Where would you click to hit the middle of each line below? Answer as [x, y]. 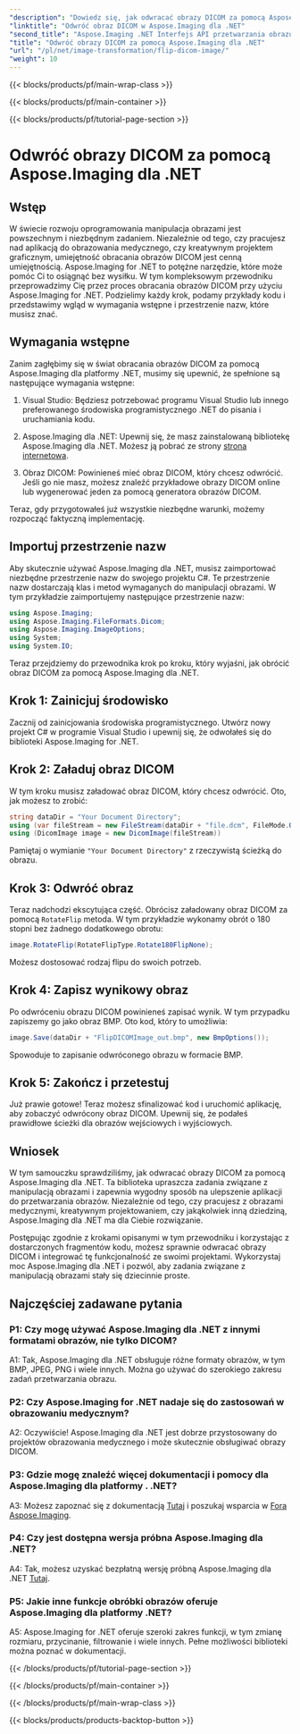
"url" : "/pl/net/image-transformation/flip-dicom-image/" [119, 51]
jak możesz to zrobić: [49, 800]
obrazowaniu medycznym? [69, 1413]
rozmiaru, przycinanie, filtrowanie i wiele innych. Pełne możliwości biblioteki [149, 1642]
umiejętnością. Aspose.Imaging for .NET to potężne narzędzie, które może [146, 266]
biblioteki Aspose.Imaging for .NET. [74, 741]
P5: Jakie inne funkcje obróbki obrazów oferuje [114, 1601]
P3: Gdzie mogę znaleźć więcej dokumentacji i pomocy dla [139, 1475]
